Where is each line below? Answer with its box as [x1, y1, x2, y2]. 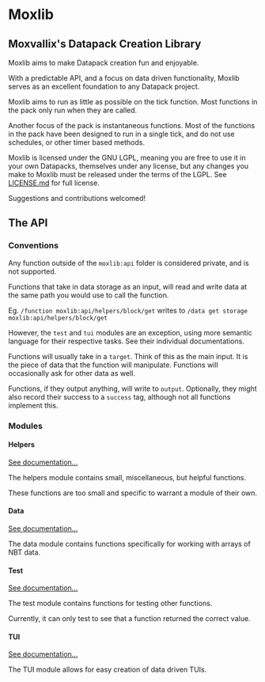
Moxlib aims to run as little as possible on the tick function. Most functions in [8, 97, 258, 106]
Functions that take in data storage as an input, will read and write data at [8, 282, 248, 291]
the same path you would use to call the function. [8, 290, 169, 300]
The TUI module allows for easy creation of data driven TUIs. [8, 665, 207, 674]
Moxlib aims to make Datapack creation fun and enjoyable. [8, 58, 199, 67]
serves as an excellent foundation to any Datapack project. [8, 81, 200, 91]
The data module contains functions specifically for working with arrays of [8, 540, 251, 549]
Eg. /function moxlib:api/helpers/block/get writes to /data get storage [8, 305, 248, 315]
